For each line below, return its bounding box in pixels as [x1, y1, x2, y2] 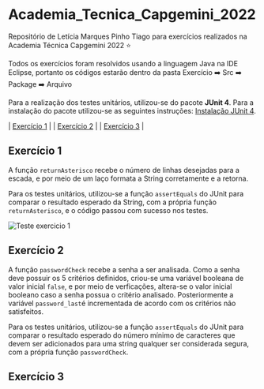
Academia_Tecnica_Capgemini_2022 [8, 6, 256, 24]
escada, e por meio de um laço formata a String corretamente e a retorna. [8, 174, 249, 183]
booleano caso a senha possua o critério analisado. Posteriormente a [8, 290, 234, 299]
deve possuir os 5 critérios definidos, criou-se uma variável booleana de [8, 273, 244, 282]
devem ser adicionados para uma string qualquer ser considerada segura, [8, 339, 250, 348]
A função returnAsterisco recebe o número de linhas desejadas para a [8, 165, 239, 174]
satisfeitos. [8, 306, 44, 316]
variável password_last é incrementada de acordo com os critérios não [8, 298, 236, 308]
